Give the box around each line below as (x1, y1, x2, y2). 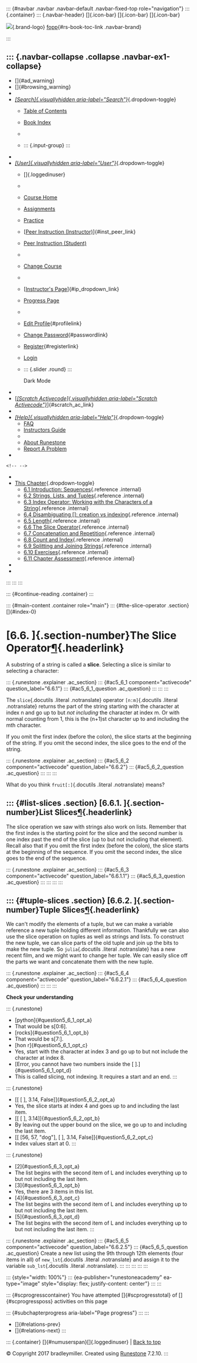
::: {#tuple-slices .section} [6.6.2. (6, 895, 132, 905)
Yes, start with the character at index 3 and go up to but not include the (14, 1048, 188, 1055)
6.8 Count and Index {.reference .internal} (23, 536, 124, 543)
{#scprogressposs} (6, 1298, 53, 1305)
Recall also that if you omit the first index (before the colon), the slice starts (6, 842, 189, 849)
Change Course (23, 263, 62, 270)
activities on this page (54, 1298, 108, 1305)
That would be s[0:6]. (14, 1023, 68, 1030)
